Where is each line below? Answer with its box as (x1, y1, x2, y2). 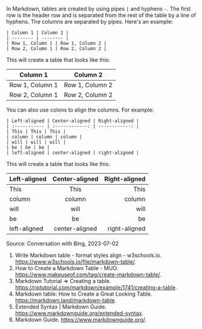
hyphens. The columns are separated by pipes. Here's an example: (6, 18, 174, 25)
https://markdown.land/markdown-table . (15, 297, 117, 304)
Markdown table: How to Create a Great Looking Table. (15, 290, 152, 297)
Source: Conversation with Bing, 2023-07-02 (6, 240, 119, 247)
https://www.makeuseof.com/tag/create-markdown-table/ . (15, 271, 162, 278)
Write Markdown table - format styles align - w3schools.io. (15, 251, 162, 259)
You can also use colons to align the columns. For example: (6, 106, 154, 113)
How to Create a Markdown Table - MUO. (15, 265, 119, 271)
